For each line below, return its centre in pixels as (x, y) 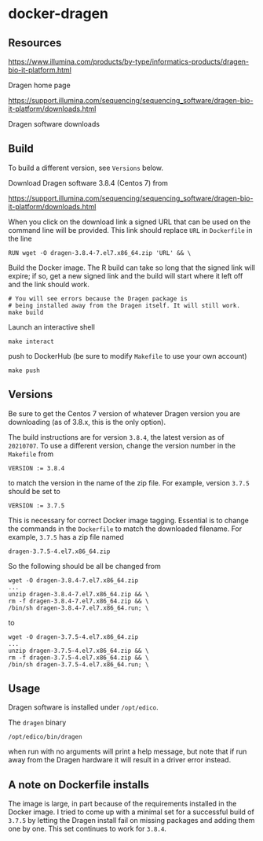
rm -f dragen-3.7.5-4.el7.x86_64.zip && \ (79, 658)
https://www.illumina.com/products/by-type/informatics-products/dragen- (129, 61)
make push (24, 371)
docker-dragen (58, 14)
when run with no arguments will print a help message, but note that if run (128, 751)
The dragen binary (37, 723)
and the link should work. (49, 284)
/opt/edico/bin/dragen (45, 737)
